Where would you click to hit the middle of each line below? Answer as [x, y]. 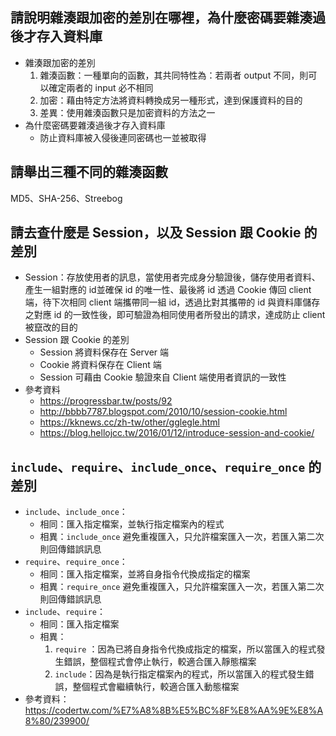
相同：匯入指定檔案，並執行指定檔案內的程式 [132, 524]
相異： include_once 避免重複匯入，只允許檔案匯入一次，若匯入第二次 [182, 537]
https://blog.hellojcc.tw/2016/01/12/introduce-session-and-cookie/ [177, 433]
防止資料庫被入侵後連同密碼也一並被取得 [123, 137]
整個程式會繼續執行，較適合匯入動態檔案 [156, 687]
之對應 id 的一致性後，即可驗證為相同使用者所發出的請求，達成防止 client [175, 315]
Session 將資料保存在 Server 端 [104, 352]
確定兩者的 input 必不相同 [101, 87]
